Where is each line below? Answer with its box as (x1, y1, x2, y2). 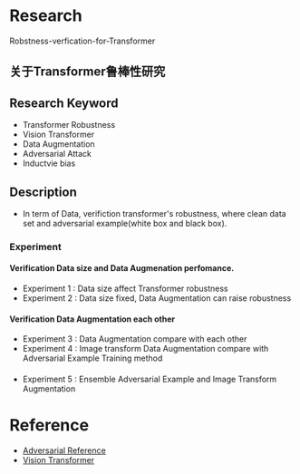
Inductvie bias (22, 158, 76, 169)
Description (9, 184, 77, 199)
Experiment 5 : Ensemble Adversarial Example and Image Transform (22, 373, 277, 384)
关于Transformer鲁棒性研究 (9, 64, 166, 80)
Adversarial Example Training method (22, 353, 163, 363)
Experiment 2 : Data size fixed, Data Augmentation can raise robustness (22, 293, 292, 304)
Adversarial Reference (22, 445, 106, 456)
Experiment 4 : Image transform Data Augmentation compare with (22, 343, 269, 354)
